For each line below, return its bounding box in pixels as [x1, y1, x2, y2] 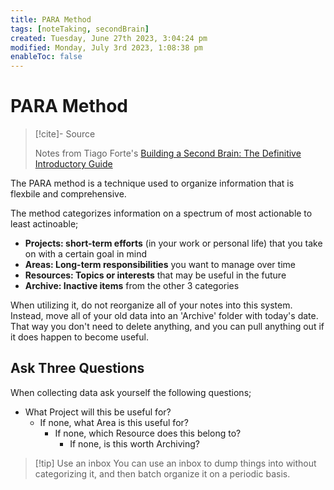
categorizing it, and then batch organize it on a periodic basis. [34, 467, 291, 480]
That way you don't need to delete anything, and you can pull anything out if [10, 321, 325, 333]
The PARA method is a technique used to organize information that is [10, 177, 295, 190]
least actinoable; [10, 218, 79, 230]
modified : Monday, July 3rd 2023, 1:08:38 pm [10, 42, 203, 53]
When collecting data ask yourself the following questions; [10, 386, 252, 398]
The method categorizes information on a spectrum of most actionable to [10, 207, 313, 220]
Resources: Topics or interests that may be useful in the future [24, 269, 287, 281]
